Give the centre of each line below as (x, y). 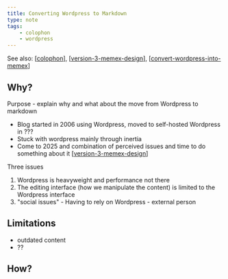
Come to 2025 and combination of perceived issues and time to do (111, 146)
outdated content (41, 240)
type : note (23, 20)
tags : (15, 26)
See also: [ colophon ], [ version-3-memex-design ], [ (79, 58)
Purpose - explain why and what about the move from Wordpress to (103, 104)
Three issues (25, 167)
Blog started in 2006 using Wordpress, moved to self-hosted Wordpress (119, 124)
